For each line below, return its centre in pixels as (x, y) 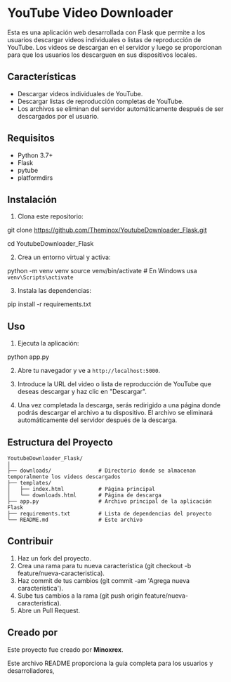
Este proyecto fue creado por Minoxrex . (66, 649)
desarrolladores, (31, 670)
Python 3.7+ (35, 155)
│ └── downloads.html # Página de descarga (84, 495)
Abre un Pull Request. (49, 610)
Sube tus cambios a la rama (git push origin (80, 596)
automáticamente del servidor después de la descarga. (97, 420)
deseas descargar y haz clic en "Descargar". (82, 392)
